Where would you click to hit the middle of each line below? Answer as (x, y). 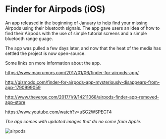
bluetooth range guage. (29, 39)
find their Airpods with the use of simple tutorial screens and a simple (76, 33)
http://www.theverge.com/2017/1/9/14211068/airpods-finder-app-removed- (82, 97)
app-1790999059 (23, 87)
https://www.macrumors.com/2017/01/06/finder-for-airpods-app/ (72, 72)
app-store (15, 102)
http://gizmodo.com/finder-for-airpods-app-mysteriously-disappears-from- (83, 82)
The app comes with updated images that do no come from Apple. (73, 121)
